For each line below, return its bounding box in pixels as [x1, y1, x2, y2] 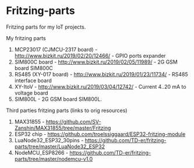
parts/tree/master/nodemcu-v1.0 [14, 155, 93, 162]
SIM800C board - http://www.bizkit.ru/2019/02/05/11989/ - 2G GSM [14, 58, 178, 65]
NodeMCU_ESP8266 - [14, 149, 69, 156]
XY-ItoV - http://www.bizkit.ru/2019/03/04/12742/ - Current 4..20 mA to [14, 83, 186, 90]
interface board [14, 77, 52, 84]
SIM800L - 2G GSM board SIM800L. [14, 95, 102, 103]
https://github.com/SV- [45, 118, 101, 125]
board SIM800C [14, 64, 54, 71]
